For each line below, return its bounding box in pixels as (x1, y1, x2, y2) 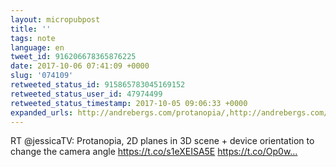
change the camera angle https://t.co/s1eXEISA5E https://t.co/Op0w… (10, 146, 298, 158)
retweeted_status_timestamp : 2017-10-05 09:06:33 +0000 (10, 98, 248, 108)
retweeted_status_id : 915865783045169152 (10, 80, 186, 90)
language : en (10, 42, 65, 53)
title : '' (10, 24, 52, 34)
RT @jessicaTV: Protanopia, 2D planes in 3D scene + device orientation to (10, 135, 315, 147)
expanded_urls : (10, 107, 74, 118)
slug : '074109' (10, 71, 74, 81)
